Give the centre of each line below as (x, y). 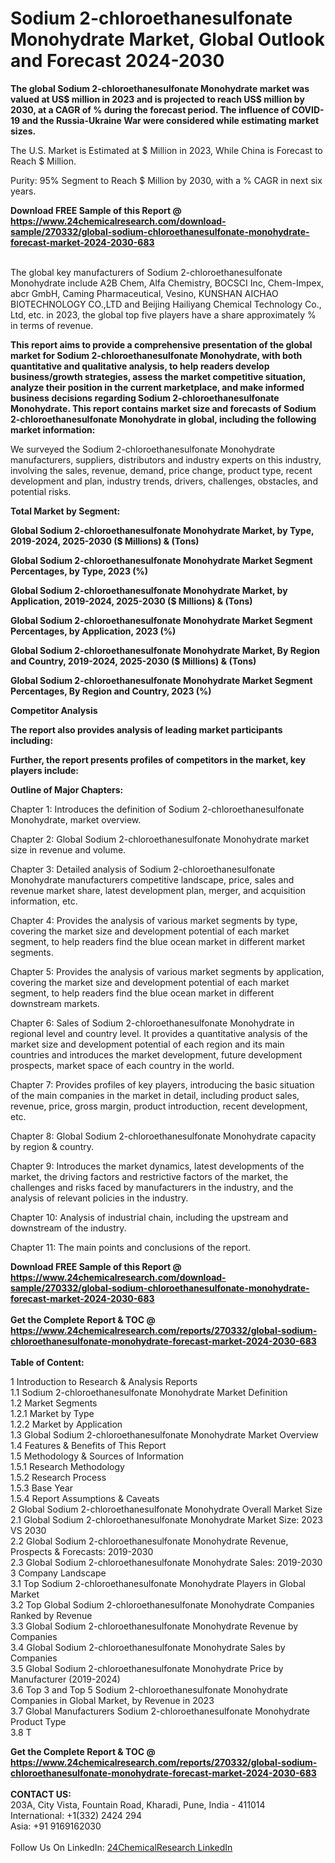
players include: (44, 770)
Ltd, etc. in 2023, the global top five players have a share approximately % (163, 314)
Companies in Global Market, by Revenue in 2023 (112, 1700)
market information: (53, 429)
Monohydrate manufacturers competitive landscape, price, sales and (152, 879)
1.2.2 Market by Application (66, 1424)
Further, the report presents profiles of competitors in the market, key (158, 759)
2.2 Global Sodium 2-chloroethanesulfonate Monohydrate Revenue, (149, 1541)
